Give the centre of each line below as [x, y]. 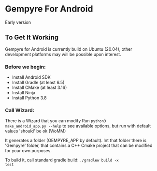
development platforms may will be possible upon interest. [63, 54]
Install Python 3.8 [29, 98]
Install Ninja [23, 93]
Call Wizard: [20, 110]
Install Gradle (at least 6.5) [38, 83]
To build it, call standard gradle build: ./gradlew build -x [62, 160]
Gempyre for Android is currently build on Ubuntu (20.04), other [69, 49]
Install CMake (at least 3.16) [39, 87]
